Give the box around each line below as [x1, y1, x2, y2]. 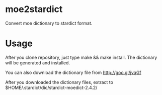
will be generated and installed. [5, 59, 70, 66]
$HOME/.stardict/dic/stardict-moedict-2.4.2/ [5, 84, 98, 90]
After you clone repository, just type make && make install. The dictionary [5, 54, 157, 60]
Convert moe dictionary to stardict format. [5, 20, 93, 26]
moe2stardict [5, 4, 63, 15]
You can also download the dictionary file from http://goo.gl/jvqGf [5, 69, 142, 75]
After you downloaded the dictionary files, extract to [5, 79, 113, 85]
